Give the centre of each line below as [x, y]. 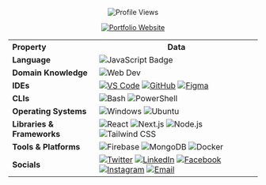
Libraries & [33, 124]
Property [29, 47]
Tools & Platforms [46, 147]
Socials [27, 164]
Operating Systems [49, 111]
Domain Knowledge [50, 73]
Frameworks [36, 134]
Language [32, 60]
